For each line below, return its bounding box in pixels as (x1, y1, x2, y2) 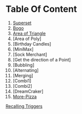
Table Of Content (5, 3, 77, 15)
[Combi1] (12, 78, 32, 84)
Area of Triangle (12, 30, 46, 36)
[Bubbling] (12, 62, 35, 68)
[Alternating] (12, 67, 39, 73)
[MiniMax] (12, 46, 34, 52)
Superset (12, 20, 32, 26)
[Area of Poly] (12, 36, 41, 42)
